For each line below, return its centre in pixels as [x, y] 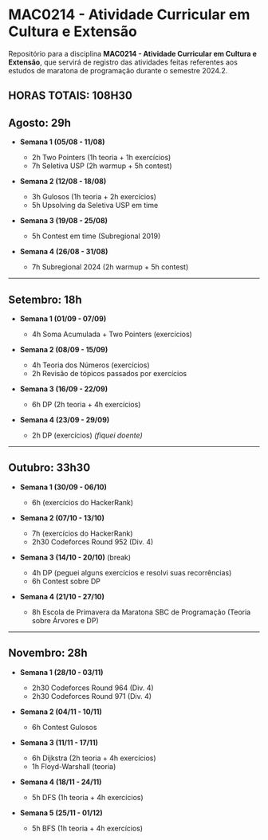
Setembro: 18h [45, 299]
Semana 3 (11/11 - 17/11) [59, 742]
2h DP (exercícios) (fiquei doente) [87, 435]
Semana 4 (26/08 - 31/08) [64, 252]
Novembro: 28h [48, 653]
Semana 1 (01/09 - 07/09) [63, 318]
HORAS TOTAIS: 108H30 [71, 96]
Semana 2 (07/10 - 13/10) [62, 518]
